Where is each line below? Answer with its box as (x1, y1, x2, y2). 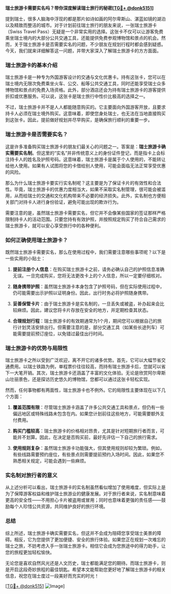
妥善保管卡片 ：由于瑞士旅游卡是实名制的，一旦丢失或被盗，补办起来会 (12, 300, 160, 306)
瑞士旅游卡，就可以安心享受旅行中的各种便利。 (5, 222, 103, 228)
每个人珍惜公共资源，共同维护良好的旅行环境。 (9, 503, 108, 509)
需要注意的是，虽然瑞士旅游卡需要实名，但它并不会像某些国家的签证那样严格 (5, 210, 166, 216)
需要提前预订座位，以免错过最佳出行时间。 (17, 330, 107, 337)
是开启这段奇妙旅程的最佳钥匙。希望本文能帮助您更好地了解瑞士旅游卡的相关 (5, 566, 166, 573)
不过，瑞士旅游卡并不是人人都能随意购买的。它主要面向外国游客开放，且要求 (5, 104, 166, 110)
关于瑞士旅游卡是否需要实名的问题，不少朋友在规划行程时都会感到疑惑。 (14, 41, 166, 47)
